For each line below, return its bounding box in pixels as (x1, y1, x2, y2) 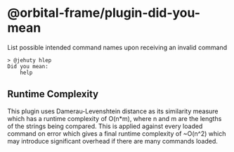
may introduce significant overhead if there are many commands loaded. (7, 137, 218, 145)
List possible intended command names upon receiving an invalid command (7, 43, 228, 51)
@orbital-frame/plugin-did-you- (7, 5, 201, 21)
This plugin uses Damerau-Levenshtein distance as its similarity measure (7, 107, 219, 115)
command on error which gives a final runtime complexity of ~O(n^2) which (7, 129, 226, 138)
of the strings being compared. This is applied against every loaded (7, 122, 203, 130)
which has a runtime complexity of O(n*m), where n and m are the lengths (7, 114, 222, 122)
